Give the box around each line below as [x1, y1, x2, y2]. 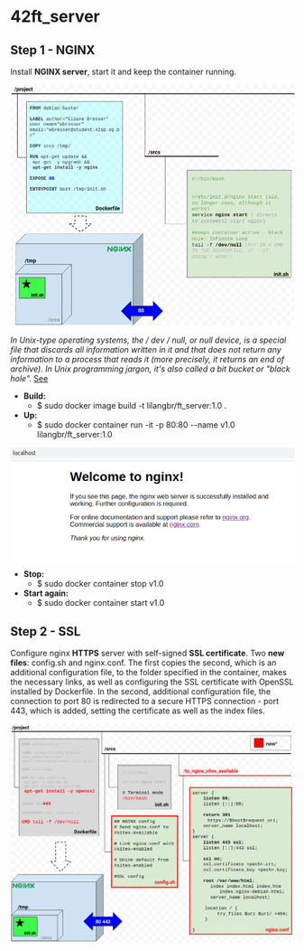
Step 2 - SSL [10, 624, 81, 639]
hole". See [10, 372, 49, 383]
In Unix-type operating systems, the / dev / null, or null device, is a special [10, 334, 287, 345]
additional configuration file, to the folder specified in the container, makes [10, 667, 288, 678]
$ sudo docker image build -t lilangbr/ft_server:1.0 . [36, 400, 227, 410]
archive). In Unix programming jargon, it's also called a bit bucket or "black [10, 363, 291, 374]
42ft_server [10, 6, 100, 27]
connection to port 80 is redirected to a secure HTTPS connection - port [10, 696, 280, 707]
